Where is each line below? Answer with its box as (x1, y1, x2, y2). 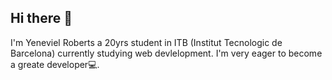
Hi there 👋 (10, 10, 73, 27)
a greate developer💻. (10, 58, 100, 70)
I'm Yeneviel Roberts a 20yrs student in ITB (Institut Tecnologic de (10, 36, 283, 48)
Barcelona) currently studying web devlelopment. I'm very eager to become (10, 47, 323, 59)
